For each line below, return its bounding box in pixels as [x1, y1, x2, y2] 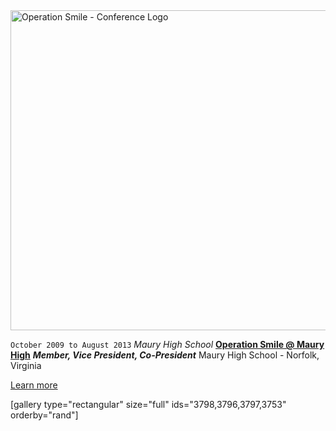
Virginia [10, 360, 42, 371]
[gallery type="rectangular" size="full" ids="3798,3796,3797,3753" [10, 399, 287, 410]
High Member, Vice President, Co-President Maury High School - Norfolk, [10, 349, 320, 361]
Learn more [10, 379, 58, 391]
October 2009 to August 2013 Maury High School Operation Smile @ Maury [10, 339, 325, 350]
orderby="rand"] [10, 409, 79, 421]
